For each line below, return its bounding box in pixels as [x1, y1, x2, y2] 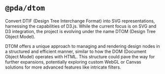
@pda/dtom [5, 3, 45, 13]
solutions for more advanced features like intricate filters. [5, 64, 122, 70]
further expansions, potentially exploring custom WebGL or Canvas [5, 59, 141, 65]
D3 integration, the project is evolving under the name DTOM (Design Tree [5, 28, 156, 34]
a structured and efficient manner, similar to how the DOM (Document [5, 48, 147, 54]
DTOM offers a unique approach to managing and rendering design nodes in [5, 43, 160, 49]
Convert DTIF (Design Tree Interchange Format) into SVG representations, [5, 18, 155, 24]
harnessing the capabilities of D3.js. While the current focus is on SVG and [5, 23, 157, 29]
